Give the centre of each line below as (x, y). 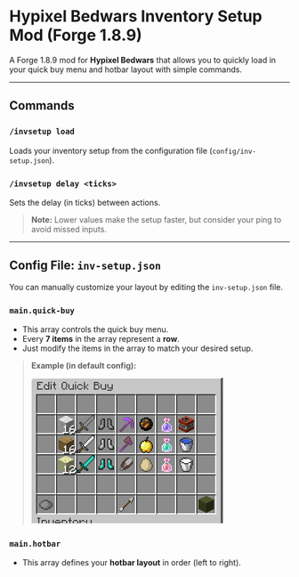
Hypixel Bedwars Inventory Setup (136, 16)
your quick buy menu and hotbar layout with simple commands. (126, 69)
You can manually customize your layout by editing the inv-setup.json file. (146, 287)
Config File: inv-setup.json (85, 266)
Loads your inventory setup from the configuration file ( (111, 150)
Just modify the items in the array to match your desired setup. (137, 348)
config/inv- (234, 151)
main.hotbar (35, 544)
